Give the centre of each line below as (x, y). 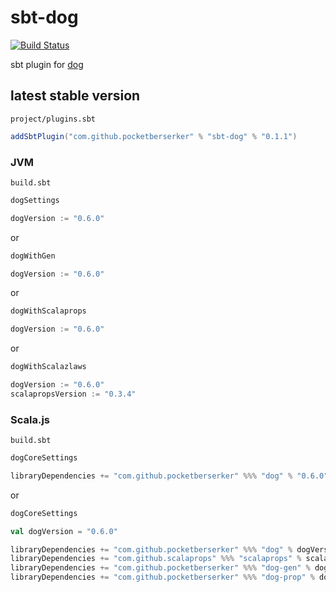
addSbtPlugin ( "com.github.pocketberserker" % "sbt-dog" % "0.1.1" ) (154, 136)
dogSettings (35, 200)
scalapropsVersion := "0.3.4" (73, 394)
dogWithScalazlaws (48, 367)
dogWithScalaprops (48, 311)
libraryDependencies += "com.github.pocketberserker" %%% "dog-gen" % (160, 568)
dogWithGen (33, 256)
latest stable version (75, 96)
